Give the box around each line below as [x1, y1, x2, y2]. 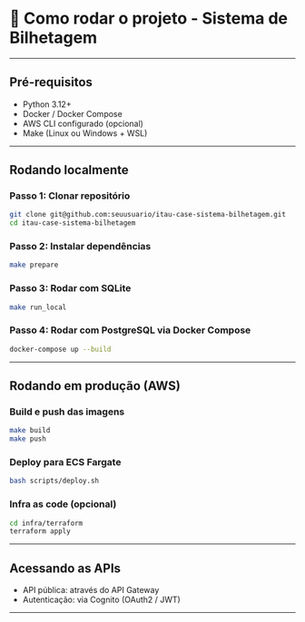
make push [9, 434, 47, 443]
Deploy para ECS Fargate [9, 456, 122, 469]
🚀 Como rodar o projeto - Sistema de [9, 8, 289, 29]
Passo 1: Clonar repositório [9, 190, 131, 202]
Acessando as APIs [9, 560, 121, 576]
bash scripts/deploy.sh [9, 476, 100, 486]
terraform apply [9, 527, 71, 536]
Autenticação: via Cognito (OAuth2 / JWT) [22, 594, 182, 606]
